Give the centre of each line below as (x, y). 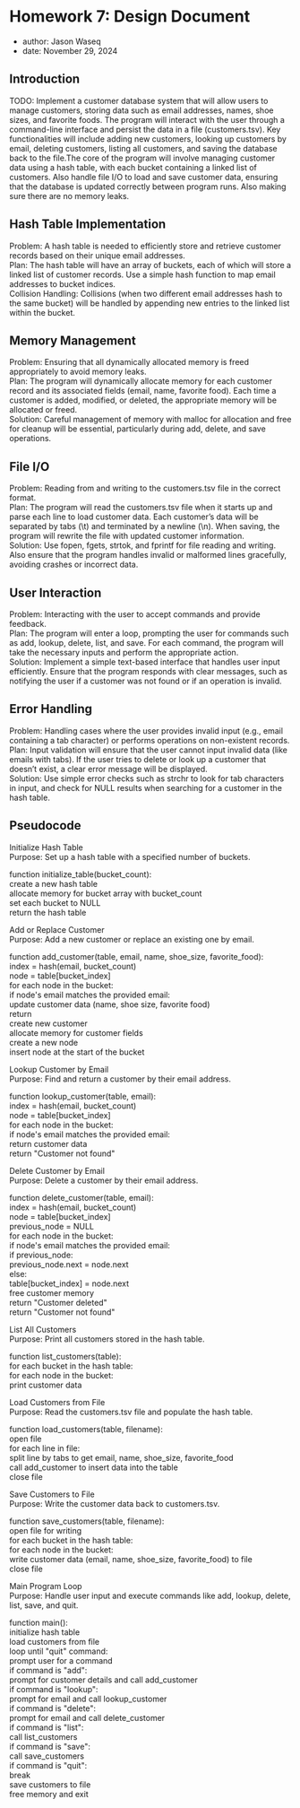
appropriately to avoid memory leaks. (78, 372)
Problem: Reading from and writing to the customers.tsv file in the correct (145, 488)
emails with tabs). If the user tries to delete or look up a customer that (138, 759)
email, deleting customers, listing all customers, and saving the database (143, 148)
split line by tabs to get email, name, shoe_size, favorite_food (122, 1457)
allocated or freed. (43, 410)
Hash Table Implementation (88, 225)
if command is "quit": (48, 1765)
